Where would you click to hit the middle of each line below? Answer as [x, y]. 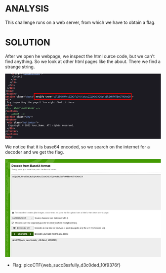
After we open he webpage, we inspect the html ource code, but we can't [80, 56]
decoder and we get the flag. [35, 152]
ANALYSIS [27, 9]
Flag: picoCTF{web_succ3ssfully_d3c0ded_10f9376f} [66, 265]
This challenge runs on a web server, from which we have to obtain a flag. [80, 22]
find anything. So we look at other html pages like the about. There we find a [83, 61]
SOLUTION [28, 42]
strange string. [20, 67]
